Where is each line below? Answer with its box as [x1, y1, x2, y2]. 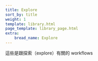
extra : [5, 31, 19, 36]
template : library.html [5, 21, 56, 27]
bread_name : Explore [14, 36, 58, 41]
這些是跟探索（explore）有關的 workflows [5, 50, 93, 56]
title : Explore [5, 7, 38, 13]
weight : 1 [5, 17, 26, 22]
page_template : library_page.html [5, 26, 79, 31]
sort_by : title [5, 12, 38, 17]
